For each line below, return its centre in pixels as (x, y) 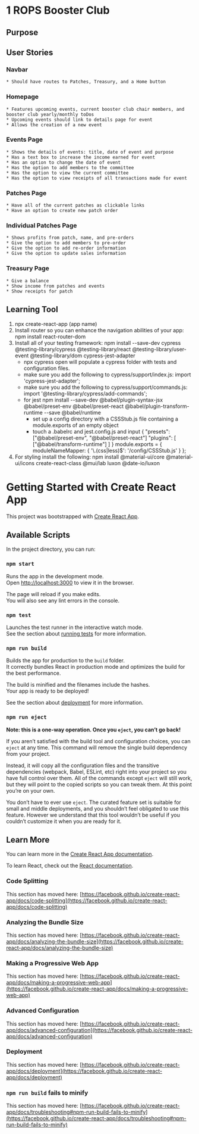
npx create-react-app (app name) (56, 324)
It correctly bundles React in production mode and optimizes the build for (96, 667)
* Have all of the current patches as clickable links (75, 205)
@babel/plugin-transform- (157, 406)
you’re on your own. (31, 790)
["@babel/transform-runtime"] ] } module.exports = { (97, 444)
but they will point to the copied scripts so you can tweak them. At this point (99, 784)
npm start (20, 564)
